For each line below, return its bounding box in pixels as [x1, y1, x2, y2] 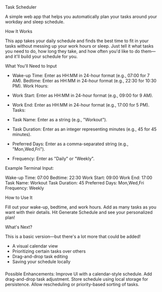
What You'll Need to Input [5, 63, 57, 69]
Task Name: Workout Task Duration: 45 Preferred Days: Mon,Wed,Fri [5, 180, 144, 186]
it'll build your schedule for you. [14, 53, 78, 59]
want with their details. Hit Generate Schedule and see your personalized [5, 210, 153, 215]
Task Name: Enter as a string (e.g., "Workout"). [12, 117, 108, 122]
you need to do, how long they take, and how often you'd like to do [5, 49, 140, 54]
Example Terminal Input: [5, 165, 54, 171]
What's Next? [5, 224, 33, 230]
